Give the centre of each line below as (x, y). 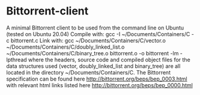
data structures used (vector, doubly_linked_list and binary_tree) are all (93, 66)
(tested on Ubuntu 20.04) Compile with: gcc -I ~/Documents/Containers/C (98, 34)
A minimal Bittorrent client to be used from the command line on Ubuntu (95, 28)
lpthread (17, 60)
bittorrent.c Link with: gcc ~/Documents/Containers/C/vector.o (88, 40)
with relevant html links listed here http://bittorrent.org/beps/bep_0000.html (100, 85)
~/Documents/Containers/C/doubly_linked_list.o (65, 47)
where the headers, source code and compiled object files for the (109, 60)
